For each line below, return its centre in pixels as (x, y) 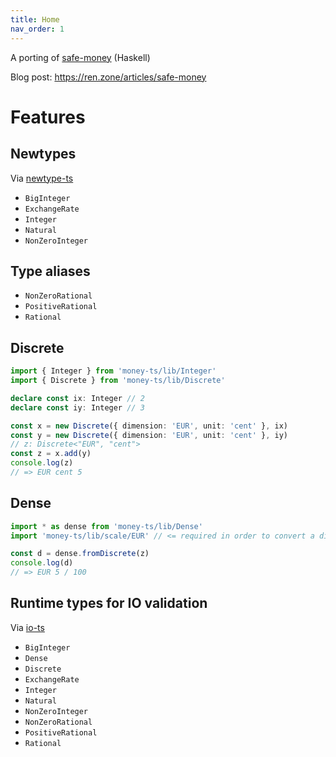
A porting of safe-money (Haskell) (80, 57)
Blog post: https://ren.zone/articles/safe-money (108, 77)
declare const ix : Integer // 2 (77, 398)
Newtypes (43, 154)
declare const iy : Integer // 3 (77, 407)
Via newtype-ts (42, 178)
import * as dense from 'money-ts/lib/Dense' (106, 526)
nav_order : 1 (37, 29)
